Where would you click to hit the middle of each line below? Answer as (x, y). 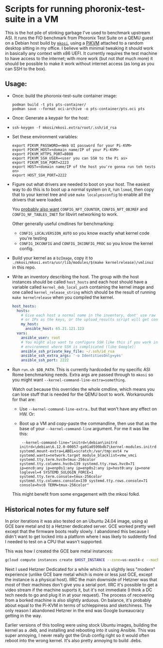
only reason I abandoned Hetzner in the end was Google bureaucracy (75, 610)
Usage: (16, 84)
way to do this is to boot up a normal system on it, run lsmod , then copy (83, 189)
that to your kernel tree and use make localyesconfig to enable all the (81, 194)
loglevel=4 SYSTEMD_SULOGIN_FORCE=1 (56, 472)
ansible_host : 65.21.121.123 (55, 329)
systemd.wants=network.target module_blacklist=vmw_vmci (78, 455)
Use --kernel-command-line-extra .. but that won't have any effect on (88, 409)
